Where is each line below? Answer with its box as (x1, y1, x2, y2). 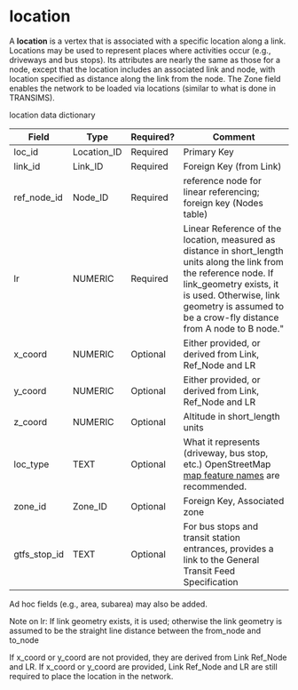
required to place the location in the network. (9, 670, 174, 681)
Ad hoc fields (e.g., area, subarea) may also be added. (9, 598, 208, 609)
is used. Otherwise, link (183, 289, 281, 301)
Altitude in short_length (183, 410, 281, 422)
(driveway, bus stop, (183, 446, 269, 459)
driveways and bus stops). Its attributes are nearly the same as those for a (9, 54, 281, 65)
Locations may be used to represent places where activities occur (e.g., (9, 44, 271, 55)
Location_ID (72, 145, 122, 157)
